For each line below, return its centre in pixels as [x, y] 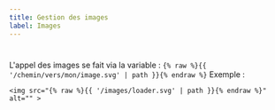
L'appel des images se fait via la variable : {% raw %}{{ [108, 65]
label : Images [35, 26]
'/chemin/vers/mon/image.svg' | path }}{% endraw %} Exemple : [127, 74]
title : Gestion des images [59, 17]
